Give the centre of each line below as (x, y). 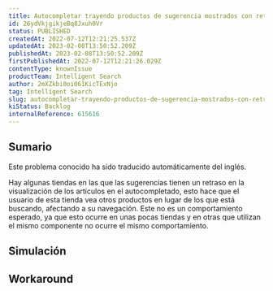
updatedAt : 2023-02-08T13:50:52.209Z (72, 46)
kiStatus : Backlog (39, 106)
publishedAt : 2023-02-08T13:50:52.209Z (76, 54)
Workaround (41, 278)
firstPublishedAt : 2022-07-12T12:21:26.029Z (85, 62)
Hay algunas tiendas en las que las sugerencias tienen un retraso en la (127, 182)
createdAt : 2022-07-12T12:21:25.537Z (72, 39)
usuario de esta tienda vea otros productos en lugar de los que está (122, 199)
